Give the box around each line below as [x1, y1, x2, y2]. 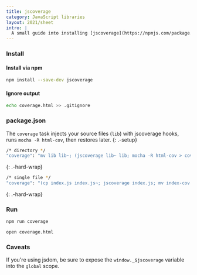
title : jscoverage [6, 8, 51, 15]
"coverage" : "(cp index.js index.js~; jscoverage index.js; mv [6, 180, 164, 186]
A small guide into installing [11, 30, 88, 36]
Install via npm [6, 64, 43, 71]
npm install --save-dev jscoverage [6, 77, 93, 83]
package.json [6, 116, 46, 125]
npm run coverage [6, 219, 49, 225]
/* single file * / [6, 175, 51, 181]
